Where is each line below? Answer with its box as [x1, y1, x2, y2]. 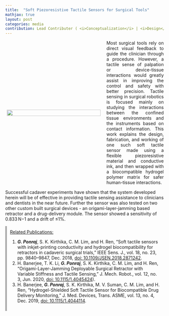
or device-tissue [106, 67, 164, 73]
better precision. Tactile [106, 88, 164, 94]
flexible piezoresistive [106, 152, 164, 159]
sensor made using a [106, 147, 164, 153]
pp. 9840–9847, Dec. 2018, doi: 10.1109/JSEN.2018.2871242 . [17, 255, 142, 261]
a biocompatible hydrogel [106, 169, 164, 175]
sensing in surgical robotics [106, 94, 164, 100]
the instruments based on [106, 121, 164, 127]
